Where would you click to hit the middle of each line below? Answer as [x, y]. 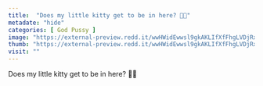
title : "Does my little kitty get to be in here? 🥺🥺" [99, 15]
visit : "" [24, 52]
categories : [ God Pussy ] [52, 30]
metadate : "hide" [36, 23]
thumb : [19, 45]
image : [19, 37]
